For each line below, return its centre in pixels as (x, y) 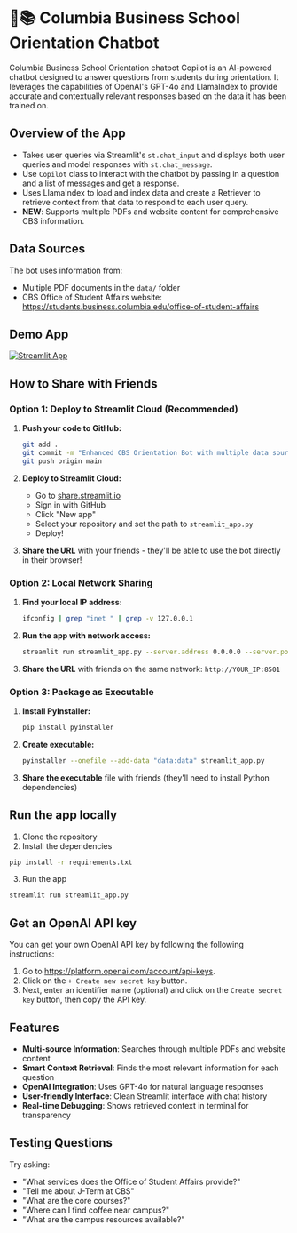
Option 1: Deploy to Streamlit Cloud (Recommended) (124, 409)
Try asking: (30, 1164)
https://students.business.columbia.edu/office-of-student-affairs (141, 306)
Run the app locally (63, 815)
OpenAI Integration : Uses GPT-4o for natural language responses (143, 1086)
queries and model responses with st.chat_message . (117, 164)
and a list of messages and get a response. (101, 183)
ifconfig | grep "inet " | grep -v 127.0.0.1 (107, 618)
